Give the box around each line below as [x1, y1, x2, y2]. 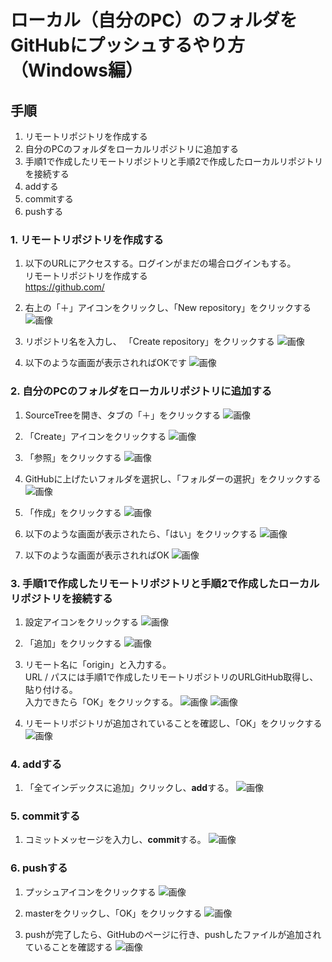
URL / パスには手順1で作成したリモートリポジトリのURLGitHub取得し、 [24, 671, 319, 683]
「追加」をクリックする [24, 637, 122, 649]
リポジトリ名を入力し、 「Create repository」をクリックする [24, 336, 275, 348]
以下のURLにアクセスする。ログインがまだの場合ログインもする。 [24, 257, 297, 270]
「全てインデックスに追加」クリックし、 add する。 [24, 782, 235, 794]
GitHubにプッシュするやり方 [10, 34, 245, 57]
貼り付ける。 [24, 683, 78, 695]
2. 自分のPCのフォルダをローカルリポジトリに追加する [10, 384, 273, 398]
